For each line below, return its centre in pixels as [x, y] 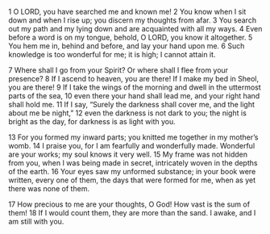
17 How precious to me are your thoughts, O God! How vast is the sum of [129, 204]
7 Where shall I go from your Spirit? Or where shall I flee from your [118, 70]
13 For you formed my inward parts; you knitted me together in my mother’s [133, 137]
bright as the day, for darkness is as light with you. [92, 121]
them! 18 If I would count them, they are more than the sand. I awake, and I [132, 213]
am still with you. [36, 221]
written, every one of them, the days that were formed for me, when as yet [132, 180]
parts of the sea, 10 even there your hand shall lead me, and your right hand [134, 96]
